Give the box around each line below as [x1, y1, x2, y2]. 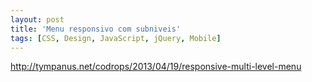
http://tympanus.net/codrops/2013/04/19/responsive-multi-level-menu [10, 61, 302, 73]
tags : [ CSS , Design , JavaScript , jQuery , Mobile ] [10, 33, 222, 43]
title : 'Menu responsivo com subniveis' [10, 24, 182, 34]
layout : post [10, 14, 65, 25]
